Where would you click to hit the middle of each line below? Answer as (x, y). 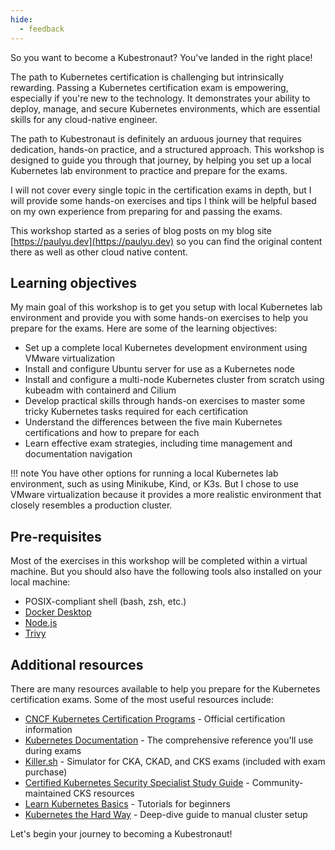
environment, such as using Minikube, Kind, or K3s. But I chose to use (154, 484)
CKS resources (104, 793)
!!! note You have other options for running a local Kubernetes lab (144, 473)
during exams (53, 750)
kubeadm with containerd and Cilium (100, 390)
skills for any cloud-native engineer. (84, 119)
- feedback (42, 29)
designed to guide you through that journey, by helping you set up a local (161, 160)
